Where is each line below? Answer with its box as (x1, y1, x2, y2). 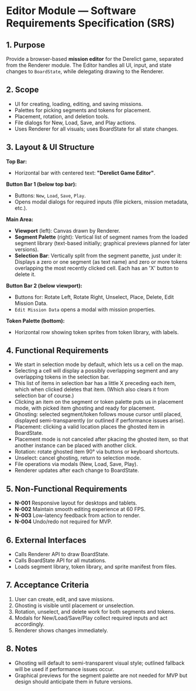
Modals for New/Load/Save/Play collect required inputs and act (14, 614, 168, 621)
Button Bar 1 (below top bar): (6, 181, 77, 188)
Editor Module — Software (6, 4, 136, 18)
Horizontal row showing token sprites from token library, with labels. (14, 328, 179, 335)
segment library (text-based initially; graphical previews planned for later (14, 239, 190, 247)
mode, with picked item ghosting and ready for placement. (14, 404, 156, 411)
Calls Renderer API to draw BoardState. (14, 551, 109, 558)
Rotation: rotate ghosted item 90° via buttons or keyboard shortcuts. (14, 448, 180, 455)
